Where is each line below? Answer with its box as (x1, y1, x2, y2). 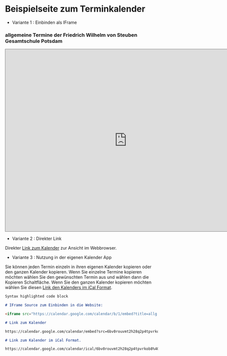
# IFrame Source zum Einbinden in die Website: (5, 303, 103, 308)
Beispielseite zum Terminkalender (5, 3, 146, 15)
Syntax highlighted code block (5, 294, 68, 299)
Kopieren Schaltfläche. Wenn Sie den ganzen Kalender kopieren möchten (5, 279, 152, 285)
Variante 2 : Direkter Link (12, 236, 62, 241)
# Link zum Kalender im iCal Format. (5, 338, 81, 343)
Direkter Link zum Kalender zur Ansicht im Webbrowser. (5, 245, 117, 251)
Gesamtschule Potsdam (5, 37, 63, 44)
